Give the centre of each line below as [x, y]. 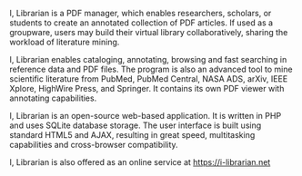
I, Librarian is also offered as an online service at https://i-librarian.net [140, 162]
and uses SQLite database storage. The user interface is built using [136, 125]
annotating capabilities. [53, 98]
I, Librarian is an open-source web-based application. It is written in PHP [146, 116]
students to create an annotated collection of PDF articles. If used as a [141, 23]
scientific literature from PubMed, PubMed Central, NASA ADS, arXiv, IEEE [149, 79]
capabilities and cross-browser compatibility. [94, 145]
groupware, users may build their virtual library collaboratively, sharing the [149, 32]
